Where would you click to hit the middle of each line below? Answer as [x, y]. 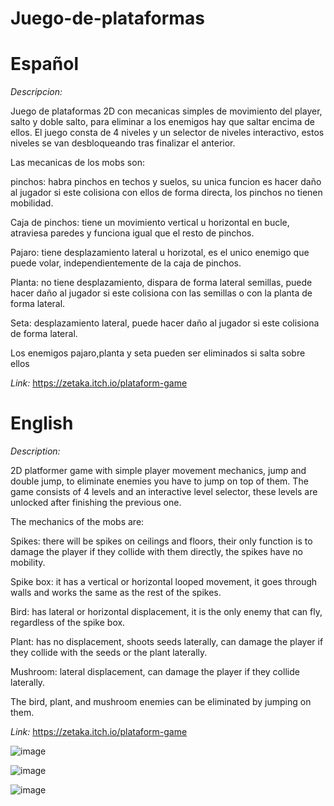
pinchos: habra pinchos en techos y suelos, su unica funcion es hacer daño [166, 182]
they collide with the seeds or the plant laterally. [109, 653]
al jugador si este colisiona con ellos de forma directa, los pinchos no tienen [166, 193]
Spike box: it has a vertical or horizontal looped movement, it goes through [164, 582]
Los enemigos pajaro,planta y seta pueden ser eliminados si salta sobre [158, 353]
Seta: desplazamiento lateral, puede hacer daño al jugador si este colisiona [165, 323]
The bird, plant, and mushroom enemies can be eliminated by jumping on [161, 702]
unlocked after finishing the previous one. [96, 503]
